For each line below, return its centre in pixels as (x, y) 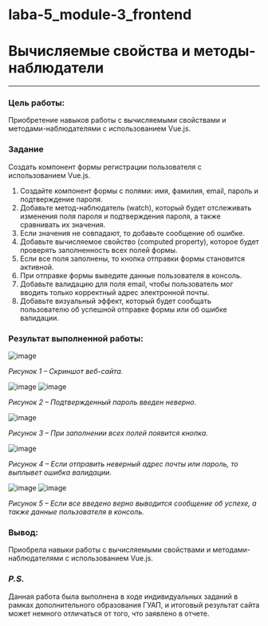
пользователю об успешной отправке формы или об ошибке (123, 309)
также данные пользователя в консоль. (77, 512)
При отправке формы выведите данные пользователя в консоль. (131, 275)
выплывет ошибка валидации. (60, 473)
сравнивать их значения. (63, 224)
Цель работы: (37, 103)
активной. (37, 267)
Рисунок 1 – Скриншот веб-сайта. (66, 372)
